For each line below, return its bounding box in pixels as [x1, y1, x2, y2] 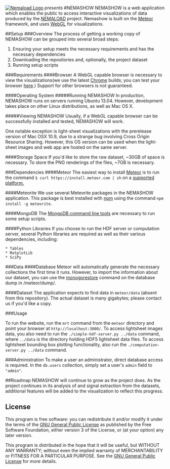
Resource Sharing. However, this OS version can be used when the [5, 139, 145, 145]
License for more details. [5, 458, 57, 464]
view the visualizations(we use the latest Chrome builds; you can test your [5, 77, 160, 83]
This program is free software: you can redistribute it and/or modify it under [5, 416, 163, 422]
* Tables [5, 246, 24, 251]
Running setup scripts [12, 62, 59, 68]
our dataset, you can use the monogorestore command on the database [5, 275, 155, 280]
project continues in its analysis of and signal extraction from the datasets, [5, 382, 161, 389]
